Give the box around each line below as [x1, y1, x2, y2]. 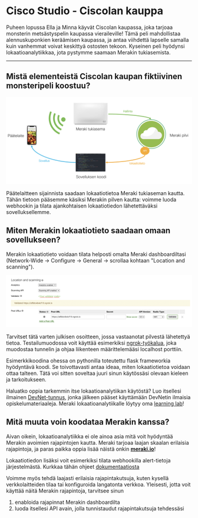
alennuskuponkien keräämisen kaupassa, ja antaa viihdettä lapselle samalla [6, 36, 189, 43]
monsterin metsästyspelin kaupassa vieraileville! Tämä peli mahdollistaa [6, 30, 181, 37]
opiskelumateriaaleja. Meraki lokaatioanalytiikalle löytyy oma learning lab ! [6, 400, 184, 407]
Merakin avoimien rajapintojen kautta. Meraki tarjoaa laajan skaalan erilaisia [6, 439, 189, 446]
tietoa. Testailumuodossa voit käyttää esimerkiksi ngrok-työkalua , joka [6, 339, 177, 347]
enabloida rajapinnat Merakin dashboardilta [14, 498, 120, 506]
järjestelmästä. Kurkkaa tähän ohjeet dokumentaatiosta [6, 463, 140, 470]
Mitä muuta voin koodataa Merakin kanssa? [6, 417, 170, 427]
